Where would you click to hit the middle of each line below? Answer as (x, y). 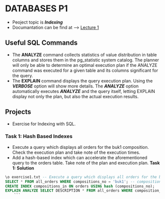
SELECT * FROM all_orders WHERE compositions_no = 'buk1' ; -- (70, 182)
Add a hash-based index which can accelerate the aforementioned (80, 157)
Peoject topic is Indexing (37, 22)
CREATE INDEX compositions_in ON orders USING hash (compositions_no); (80, 186)
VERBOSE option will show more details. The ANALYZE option (75, 86)
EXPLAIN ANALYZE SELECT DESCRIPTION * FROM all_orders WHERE (69, 191)
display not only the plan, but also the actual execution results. (75, 96)
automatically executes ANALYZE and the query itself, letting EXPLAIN (84, 91)
